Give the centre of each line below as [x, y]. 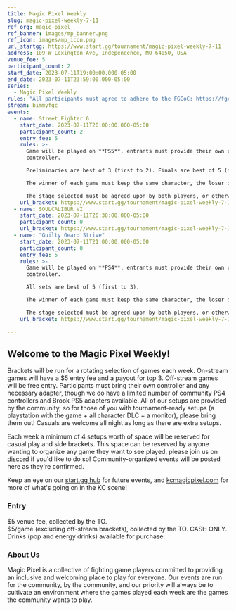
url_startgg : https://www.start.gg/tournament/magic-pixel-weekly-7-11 [114, 46]
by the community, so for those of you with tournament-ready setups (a [111, 408]
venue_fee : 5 [26, 60]
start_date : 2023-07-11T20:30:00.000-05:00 [85, 215]
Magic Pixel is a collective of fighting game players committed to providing [115, 569]
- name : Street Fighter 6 [52, 118]
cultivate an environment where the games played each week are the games [118, 592]
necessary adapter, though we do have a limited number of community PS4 [117, 393]
